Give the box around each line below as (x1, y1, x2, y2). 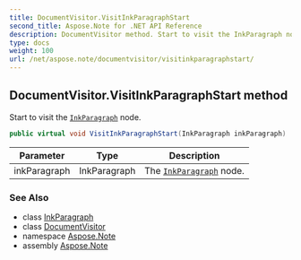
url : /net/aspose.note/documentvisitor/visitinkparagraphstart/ (9, 55, 254, 64)
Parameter (19, 149, 65, 161)
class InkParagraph (21, 212, 94, 222)
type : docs (9, 38, 50, 48)
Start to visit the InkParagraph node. (9, 111, 142, 122)
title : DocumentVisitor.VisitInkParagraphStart (9, 13, 191, 22)
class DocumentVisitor (21, 221, 106, 231)
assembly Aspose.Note (21, 239, 108, 251)
